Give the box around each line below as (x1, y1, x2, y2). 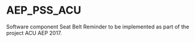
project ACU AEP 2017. (6, 29, 62, 36)
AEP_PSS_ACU (6, 4, 82, 17)
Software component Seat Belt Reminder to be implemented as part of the (6, 23, 190, 30)
